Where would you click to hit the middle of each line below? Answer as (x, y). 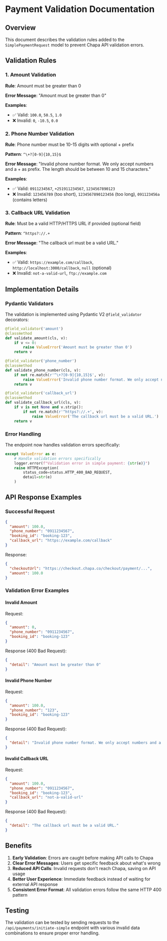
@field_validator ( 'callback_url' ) (41, 393)
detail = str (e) (38, 477)
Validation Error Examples (37, 590)
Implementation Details (42, 289)
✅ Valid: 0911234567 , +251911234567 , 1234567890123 (64, 188)
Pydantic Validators (29, 303)
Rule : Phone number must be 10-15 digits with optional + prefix (70, 144)
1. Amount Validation (31, 75)
